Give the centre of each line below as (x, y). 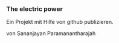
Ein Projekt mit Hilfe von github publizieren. (60, 22)
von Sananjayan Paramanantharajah (51, 33)
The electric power (35, 9)
